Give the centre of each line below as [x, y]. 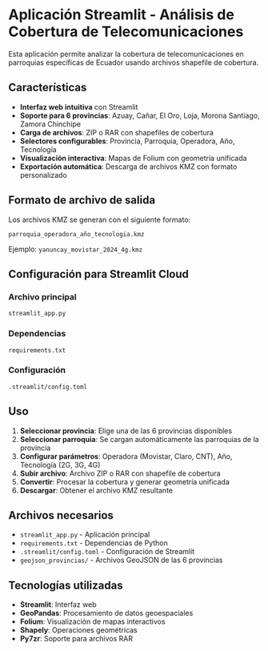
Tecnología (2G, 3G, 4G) [60, 464]
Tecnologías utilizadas [66, 585]
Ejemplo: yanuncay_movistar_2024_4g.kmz [76, 249]
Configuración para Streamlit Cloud [99, 274]
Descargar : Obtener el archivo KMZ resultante [96, 490]
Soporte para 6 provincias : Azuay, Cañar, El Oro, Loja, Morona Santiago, [140, 115]
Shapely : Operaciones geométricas [78, 630]
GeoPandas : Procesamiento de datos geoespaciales [106, 613]
